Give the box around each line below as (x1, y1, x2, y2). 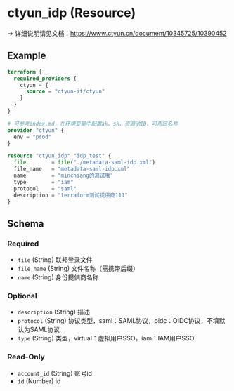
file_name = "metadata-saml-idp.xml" (13, 166, 131, 173)
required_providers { (13, 75, 77, 82)
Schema (7, 218, 44, 230)
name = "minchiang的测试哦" (13, 172, 114, 179)
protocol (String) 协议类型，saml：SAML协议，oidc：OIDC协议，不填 (17, 317, 219, 325)
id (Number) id (17, 377, 61, 385)
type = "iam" (13, 178, 74, 185)
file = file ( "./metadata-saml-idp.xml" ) (13, 159, 156, 166)
